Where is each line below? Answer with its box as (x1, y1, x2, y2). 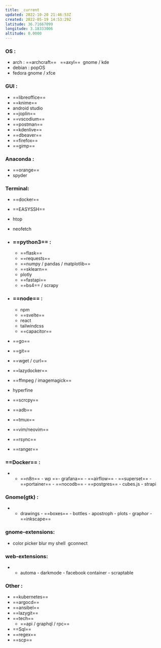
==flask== (20, 250, 43, 256)
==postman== (12, 121, 43, 127)
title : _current (5, 7, 39, 13)
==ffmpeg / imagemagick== (12, 377, 72, 383)
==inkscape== (20, 516, 52, 522)
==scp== (12, 637, 32, 643)
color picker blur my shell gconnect (12, 540, 88, 546)
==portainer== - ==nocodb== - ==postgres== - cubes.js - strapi (20, 481, 156, 487)
